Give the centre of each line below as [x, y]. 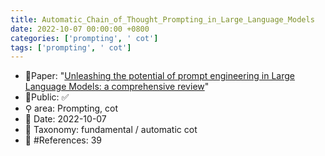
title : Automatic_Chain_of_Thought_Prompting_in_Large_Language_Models [162, 19]
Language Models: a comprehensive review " [117, 87]
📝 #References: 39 [63, 140]
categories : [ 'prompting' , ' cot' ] [84, 38]
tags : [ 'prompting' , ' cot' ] [71, 47]
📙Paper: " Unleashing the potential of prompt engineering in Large [159, 76]
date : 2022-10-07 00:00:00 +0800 [80, 29]
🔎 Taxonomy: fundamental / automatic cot [111, 130]
